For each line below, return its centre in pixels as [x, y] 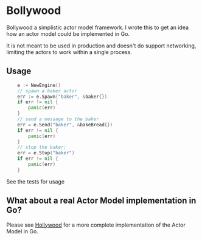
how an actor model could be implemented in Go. [68, 33]
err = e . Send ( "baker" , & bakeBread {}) [65, 125]
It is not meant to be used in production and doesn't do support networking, [101, 46]
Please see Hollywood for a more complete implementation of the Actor [96, 225]
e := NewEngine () [39, 85]
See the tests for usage [36, 181]
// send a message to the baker [58, 119]
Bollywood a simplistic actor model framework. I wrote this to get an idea [98, 27]
